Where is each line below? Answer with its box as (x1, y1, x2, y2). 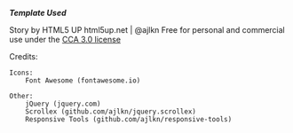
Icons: (9, 68, 34, 77)
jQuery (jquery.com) (25, 99, 101, 108)
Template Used (9, 8, 67, 18)
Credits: (9, 51, 38, 61)
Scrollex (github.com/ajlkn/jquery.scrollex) (25, 107, 197, 116)
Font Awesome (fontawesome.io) (25, 76, 141, 85)
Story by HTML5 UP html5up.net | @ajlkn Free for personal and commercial (9, 25, 286, 35)
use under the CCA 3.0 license (9, 35, 122, 44)
